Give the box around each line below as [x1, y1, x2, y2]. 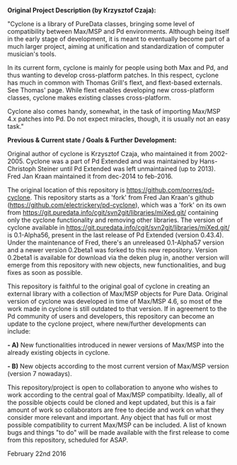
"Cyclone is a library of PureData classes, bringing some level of [7, 20, 195, 28]
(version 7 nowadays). [7, 370, 72, 377]
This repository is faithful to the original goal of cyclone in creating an [7, 282, 210, 290]
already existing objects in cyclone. [7, 348, 110, 356]
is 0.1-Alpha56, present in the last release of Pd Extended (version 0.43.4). [7, 231, 224, 239]
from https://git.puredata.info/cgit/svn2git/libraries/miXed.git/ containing [7, 208, 219, 216]
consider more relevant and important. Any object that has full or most [7, 413, 212, 421]
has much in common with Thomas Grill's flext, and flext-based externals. [7, 78, 223, 87]
